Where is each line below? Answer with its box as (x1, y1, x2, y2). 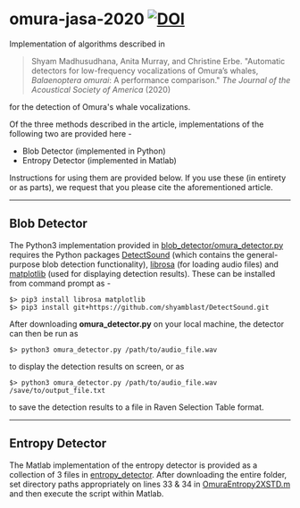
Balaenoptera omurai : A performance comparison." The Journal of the (30, 74, 291, 85)
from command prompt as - (9, 278, 112, 288)
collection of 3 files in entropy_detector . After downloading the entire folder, (9, 469, 287, 479)
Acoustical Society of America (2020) (30, 84, 171, 95)
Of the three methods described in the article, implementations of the (9, 119, 264, 129)
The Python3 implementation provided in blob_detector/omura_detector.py (9, 239, 284, 250)
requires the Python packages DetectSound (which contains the (9, 249, 246, 260)
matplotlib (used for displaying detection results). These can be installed (9, 268, 275, 279)
